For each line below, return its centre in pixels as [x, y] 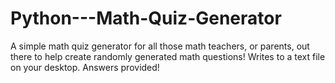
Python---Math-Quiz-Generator [146, 18]
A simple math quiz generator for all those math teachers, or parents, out [160, 46]
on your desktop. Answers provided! [85, 67]
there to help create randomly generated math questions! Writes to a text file [168, 56]
